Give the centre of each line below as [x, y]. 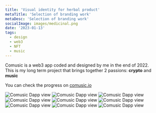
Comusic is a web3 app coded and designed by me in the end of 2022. [77, 65]
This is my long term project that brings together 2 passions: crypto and [78, 70]
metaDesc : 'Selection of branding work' [47, 19]
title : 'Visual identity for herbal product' [52, 10]
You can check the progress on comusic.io [48, 85]
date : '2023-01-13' [25, 28]
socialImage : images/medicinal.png [42, 23]
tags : [11, 33]
